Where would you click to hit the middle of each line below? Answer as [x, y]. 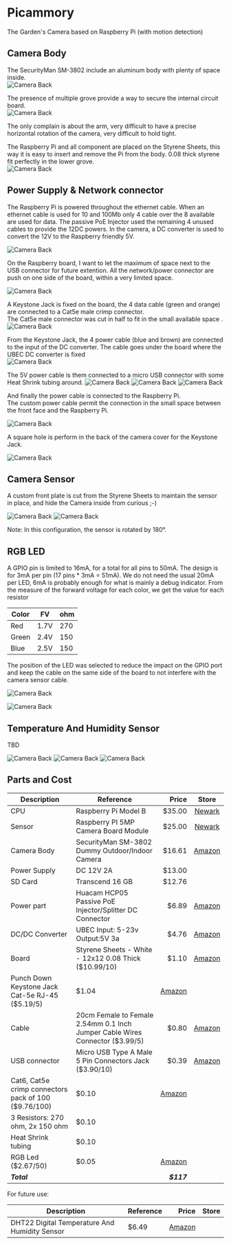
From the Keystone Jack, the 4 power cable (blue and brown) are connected [115, 340]
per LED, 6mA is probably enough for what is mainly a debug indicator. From [115, 583]
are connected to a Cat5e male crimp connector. [76, 311]
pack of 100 [31, 1098]
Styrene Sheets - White [114, 949]
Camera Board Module [112, 830]
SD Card [24, 881]
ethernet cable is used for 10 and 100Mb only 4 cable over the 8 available [111, 214]
